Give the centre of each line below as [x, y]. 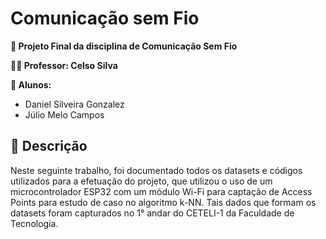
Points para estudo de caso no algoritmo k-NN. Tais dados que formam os [163, 202]
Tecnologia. [34, 223]
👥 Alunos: [31, 84]
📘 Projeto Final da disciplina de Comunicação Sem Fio [124, 46]
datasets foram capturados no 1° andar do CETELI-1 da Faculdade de [152, 213]
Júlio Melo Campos [64, 114]
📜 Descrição [49, 146]
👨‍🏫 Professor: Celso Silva [64, 65]
